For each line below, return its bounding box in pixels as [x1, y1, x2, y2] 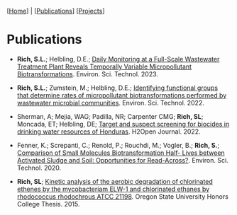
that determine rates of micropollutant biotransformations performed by [16, 91, 227, 99]
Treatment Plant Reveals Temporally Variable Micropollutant [16, 62, 192, 71]
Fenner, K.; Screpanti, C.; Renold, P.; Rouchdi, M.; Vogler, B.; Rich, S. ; [16, 141, 220, 149]
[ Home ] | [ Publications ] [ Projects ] [6, 7, 105, 15]
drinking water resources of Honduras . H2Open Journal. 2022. [16, 127, 201, 136]
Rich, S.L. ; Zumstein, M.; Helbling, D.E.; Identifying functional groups [16, 83, 218, 92]
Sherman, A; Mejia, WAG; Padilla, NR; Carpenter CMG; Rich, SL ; [16, 112, 204, 120]
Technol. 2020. [16, 163, 62, 172]
